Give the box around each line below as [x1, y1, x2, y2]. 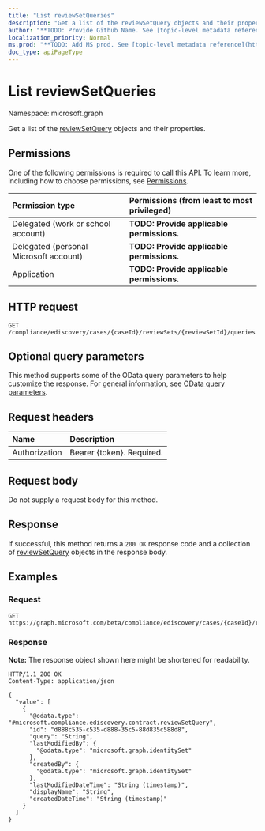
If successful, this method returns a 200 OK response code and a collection [8, 538, 251, 548]
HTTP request [8, 300, 79, 314]
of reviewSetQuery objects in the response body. [8, 547, 168, 557]
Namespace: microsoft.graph [8, 108, 103, 118]
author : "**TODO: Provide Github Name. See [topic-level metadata [8, 26, 231, 34]
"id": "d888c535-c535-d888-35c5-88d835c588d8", [28, 725, 189, 734]
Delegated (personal [12, 240, 88, 251]
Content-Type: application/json [8, 677, 114, 685]
